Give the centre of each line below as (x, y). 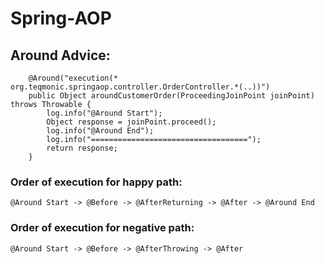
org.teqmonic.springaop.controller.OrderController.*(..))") (140, 87)
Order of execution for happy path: (96, 182)
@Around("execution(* (73, 78)
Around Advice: (60, 55)
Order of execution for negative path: (102, 228)
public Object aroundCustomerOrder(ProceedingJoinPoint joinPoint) (171, 96)
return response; (82, 148)
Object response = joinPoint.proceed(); (131, 122)
